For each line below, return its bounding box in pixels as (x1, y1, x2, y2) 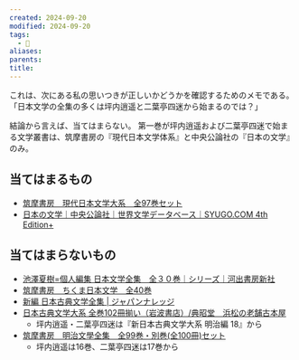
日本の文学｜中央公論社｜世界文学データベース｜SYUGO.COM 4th (22, 209, 268, 220)
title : (9, 64, 34, 73)
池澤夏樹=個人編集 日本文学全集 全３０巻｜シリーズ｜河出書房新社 (22, 273, 276, 284)
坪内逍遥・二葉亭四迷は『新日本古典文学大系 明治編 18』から (35, 318, 263, 329)
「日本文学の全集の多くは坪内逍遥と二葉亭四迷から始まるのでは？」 (9, 100, 263, 111)
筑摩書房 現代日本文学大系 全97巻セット (22, 197, 183, 208)
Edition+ (22, 219, 54, 230)
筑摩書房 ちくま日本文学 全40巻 (22, 284, 152, 295)
